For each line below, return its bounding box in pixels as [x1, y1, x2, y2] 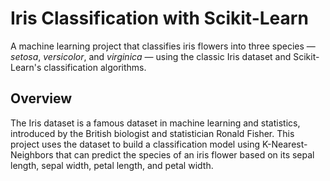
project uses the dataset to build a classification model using [10, 138, 261, 150]
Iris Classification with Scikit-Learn [10, 7, 309, 30]
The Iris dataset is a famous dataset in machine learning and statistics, [10, 117, 301, 129]
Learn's [10, 61, 42, 73]
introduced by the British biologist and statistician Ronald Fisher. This [10, 127, 295, 139]
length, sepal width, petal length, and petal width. [10, 159, 214, 171]
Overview [10, 90, 73, 107]
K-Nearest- [262, 138, 308, 150]
